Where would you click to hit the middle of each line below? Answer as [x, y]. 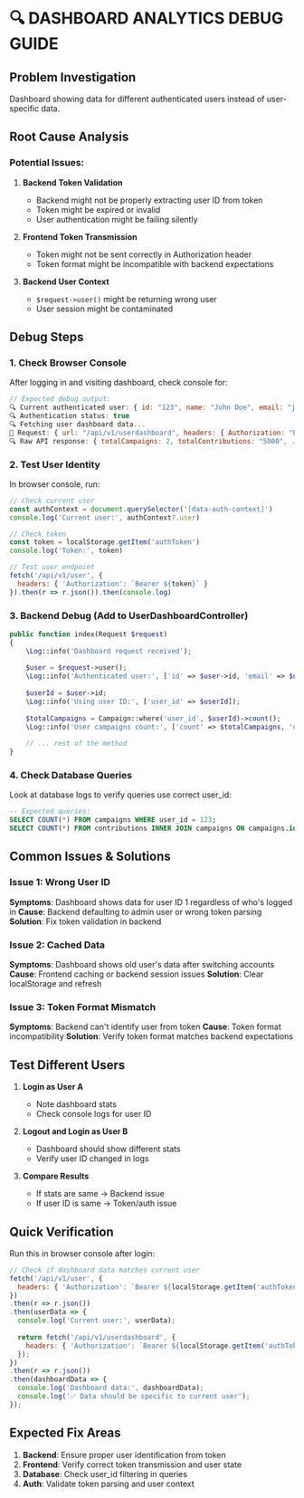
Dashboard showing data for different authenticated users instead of [137, 99]
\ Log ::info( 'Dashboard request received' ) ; [109, 651]
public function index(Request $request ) [89, 634]
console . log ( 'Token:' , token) [66, 551]
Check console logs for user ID [94, 1114]
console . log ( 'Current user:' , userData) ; [97, 1321]
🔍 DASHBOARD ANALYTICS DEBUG [147, 19]
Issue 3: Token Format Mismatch [83, 1007]
